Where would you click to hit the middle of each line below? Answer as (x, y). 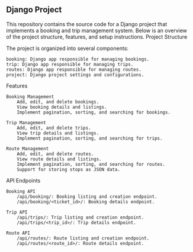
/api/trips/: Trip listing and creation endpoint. (81, 217)
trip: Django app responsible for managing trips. (70, 64)
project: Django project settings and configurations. (75, 75)
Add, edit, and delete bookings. (58, 102)
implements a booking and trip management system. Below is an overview (97, 30)
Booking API (21, 191)
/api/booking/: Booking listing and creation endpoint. (87, 196)
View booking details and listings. (62, 107)
